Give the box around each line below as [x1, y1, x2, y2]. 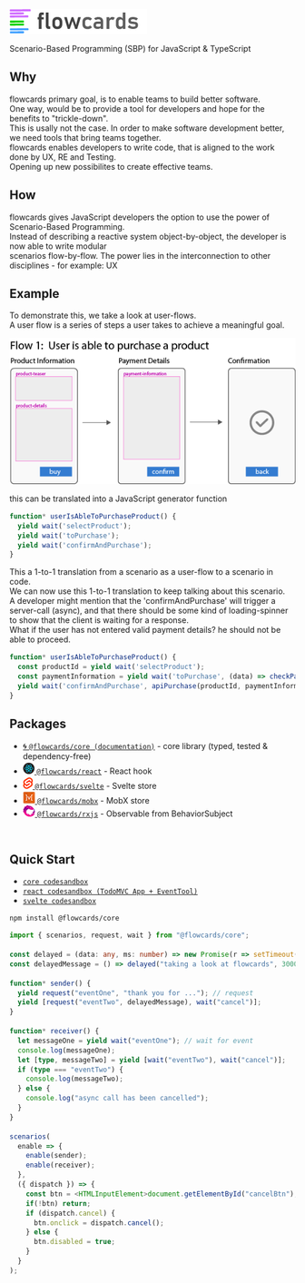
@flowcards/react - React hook [35, 765, 152, 776]
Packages [9, 716, 66, 732]
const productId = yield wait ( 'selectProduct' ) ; [17, 663, 205, 672]
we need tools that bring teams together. [9, 132, 162, 143]
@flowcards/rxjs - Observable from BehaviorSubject [36, 808, 233, 819]
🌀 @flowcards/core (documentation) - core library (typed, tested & [22, 740, 269, 751]
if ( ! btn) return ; [25, 1199, 92, 1208]
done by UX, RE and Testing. [9, 151, 116, 163]
